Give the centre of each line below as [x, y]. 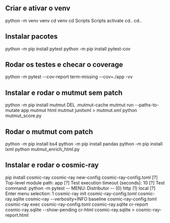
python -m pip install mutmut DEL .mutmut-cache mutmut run [70, 105]
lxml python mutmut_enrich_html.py [43, 150]
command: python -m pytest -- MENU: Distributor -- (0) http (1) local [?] [80, 188]
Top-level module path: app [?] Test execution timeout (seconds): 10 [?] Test [85, 182]
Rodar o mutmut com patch [49, 132]
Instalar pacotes [31, 37]
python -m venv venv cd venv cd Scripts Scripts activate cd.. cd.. [74, 20]
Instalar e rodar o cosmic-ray [52, 165]
